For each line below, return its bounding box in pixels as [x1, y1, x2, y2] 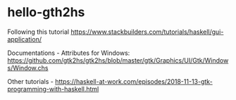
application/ [7, 35, 42, 43]
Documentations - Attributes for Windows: [7, 49, 130, 57]
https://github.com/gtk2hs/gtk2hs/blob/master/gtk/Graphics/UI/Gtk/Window [7, 56, 229, 64]
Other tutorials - [7, 77, 54, 85]
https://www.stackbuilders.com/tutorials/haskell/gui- [70, 27, 224, 36]
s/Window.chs [7, 63, 49, 72]
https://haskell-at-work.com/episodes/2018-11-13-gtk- [55, 77, 213, 85]
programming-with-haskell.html [7, 85, 99, 93]
